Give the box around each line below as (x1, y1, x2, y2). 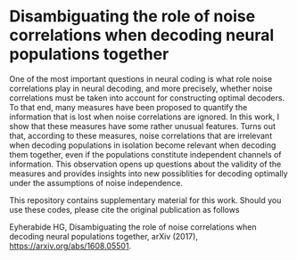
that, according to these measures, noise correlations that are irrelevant (9, 130, 273, 141)
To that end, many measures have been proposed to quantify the (9, 102, 248, 112)
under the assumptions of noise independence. (9, 177, 183, 188)
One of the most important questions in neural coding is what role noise (9, 73, 273, 84)
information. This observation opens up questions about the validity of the (9, 158, 282, 169)
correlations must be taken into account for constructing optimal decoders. (9, 92, 285, 103)
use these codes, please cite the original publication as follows (9, 204, 240, 215)
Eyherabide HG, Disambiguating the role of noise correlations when (9, 221, 257, 232)
